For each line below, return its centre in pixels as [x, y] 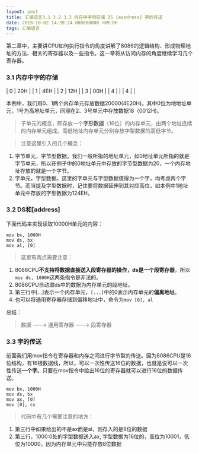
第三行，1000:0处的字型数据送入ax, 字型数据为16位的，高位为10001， [99, 436]
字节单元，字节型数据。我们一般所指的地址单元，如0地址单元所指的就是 [102, 156]
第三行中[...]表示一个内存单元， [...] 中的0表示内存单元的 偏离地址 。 [97, 292]
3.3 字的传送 [24, 341]
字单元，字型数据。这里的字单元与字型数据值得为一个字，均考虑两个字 [100, 178]
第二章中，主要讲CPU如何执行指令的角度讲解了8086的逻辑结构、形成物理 [96, 46]
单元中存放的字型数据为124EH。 [54, 193]
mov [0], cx [21, 405]
